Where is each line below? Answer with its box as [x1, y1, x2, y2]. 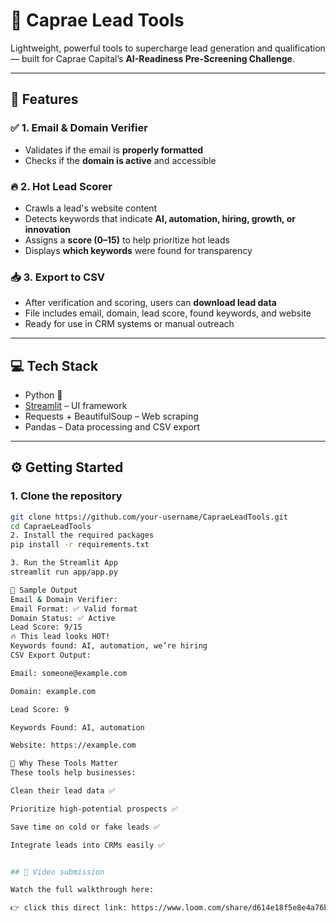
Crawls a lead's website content [24, 202, 158, 214]
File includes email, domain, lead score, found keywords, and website [24, 307, 312, 319]
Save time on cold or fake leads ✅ [10, 822, 161, 832]
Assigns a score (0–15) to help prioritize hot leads [24, 234, 230, 246]
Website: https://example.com [10, 740, 137, 751]
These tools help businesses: [10, 768, 137, 778]
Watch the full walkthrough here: [10, 885, 155, 895]
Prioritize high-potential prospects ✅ [10, 804, 178, 814]
